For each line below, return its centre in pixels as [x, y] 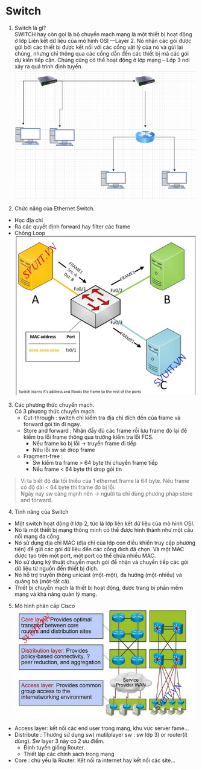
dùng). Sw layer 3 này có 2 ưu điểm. [59, 741]
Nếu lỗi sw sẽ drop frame [64, 450]
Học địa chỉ [29, 220]
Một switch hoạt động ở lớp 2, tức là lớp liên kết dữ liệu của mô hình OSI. [104, 523]
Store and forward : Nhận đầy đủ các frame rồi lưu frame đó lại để [105, 430]
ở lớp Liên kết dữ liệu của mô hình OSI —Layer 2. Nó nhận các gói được [103, 40]
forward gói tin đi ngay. [52, 424]
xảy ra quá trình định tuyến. [49, 66]
